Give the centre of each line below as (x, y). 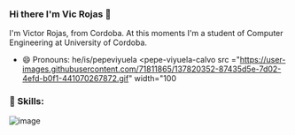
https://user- (263, 60)
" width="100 (152, 79)
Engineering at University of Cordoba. (78, 42)
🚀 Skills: (27, 101)
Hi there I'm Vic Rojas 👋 (60, 14)
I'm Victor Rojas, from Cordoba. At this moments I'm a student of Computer (146, 34)
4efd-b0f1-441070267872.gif (75, 79)
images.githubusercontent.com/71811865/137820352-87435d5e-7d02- (151, 69)
